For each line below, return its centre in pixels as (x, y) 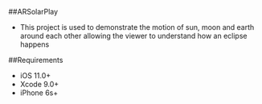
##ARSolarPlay (33, 12)
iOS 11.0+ (35, 75)
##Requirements (36, 60)
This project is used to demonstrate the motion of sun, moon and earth (137, 27)
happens (35, 44)
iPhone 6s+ (39, 93)
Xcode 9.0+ (39, 84)
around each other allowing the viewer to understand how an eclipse (133, 36)
